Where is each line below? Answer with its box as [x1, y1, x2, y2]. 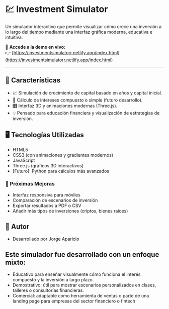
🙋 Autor [5, 223, 30, 231]
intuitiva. [5, 34, 23, 40]
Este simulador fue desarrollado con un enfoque [5, 250, 159, 259]
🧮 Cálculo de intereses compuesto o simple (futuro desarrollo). [12, 97, 143, 103]
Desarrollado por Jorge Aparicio [12, 236, 79, 242]
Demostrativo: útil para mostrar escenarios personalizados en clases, [12, 282, 156, 288]
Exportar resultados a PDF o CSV [12, 202, 81, 209]
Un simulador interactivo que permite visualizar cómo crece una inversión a [5, 23, 162, 30]
